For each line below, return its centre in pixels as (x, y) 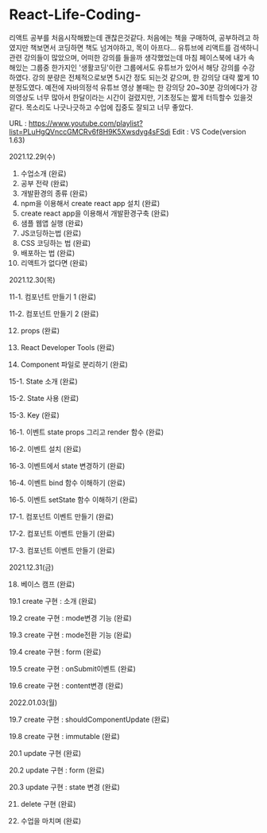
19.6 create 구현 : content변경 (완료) (66, 685)
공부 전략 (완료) (44, 183)
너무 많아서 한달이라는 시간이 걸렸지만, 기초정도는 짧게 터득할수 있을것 (145, 97)
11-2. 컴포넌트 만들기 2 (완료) (54, 313)
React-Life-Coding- (75, 15)
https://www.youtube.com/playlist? (86, 123)
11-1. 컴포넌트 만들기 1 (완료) (53, 297)
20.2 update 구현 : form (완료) (57, 770)
